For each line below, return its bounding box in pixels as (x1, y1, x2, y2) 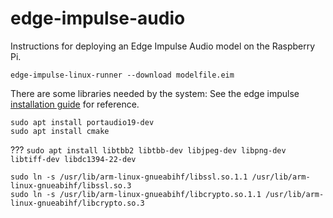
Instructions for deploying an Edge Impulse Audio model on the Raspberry (10, 40, 316, 52)
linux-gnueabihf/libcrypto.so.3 (10, 198, 145, 208)
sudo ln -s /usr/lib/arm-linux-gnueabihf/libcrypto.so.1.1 (10, 189, 262, 199)
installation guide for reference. (10, 98, 140, 110)
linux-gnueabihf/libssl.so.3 (10, 180, 132, 191)
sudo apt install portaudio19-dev (10, 117, 155, 127)
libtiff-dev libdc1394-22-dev (10, 154, 137, 164)
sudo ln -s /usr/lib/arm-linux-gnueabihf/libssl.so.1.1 (10, 172, 248, 182)
